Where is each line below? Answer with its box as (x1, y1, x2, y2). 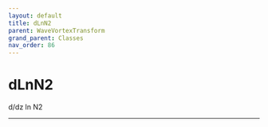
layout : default (8, 11, 62, 20)
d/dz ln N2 (8, 102, 43, 112)
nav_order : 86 (8, 42, 56, 50)
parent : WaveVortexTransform (8, 26, 105, 34)
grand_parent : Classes (8, 34, 84, 42)
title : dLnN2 (8, 19, 52, 27)
